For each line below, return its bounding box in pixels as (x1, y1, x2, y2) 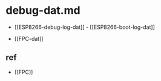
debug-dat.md (5, 4, 80, 17)
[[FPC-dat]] (14, 35, 44, 42)
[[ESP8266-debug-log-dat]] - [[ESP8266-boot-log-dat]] (14, 23, 156, 31)
